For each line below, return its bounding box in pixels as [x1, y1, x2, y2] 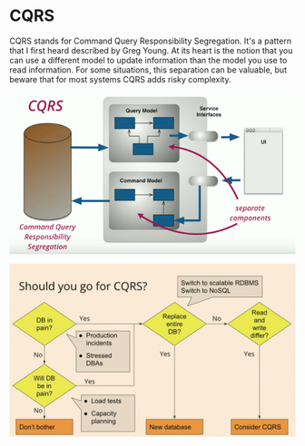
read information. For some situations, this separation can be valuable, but [9, 64, 288, 75]
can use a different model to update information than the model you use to [9, 54, 288, 65]
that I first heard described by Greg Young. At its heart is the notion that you [9, 44, 293, 55]
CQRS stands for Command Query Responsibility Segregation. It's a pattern [9, 35, 292, 46]
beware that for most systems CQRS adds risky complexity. [9, 73, 231, 84]
